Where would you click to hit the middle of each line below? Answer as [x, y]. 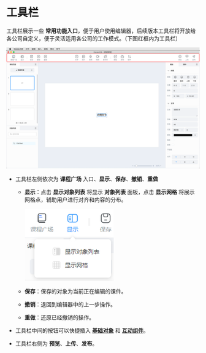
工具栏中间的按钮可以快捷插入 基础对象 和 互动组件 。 [82, 330]
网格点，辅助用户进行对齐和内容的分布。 [75, 200]
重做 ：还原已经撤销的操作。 [59, 317]
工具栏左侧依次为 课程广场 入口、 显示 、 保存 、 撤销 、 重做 [86, 179]
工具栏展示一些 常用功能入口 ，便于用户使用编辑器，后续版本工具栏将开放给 [101, 31]
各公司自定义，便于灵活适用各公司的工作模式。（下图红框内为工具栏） [93, 38]
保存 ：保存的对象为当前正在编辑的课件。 [75, 291]
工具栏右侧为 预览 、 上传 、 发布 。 [56, 343]
